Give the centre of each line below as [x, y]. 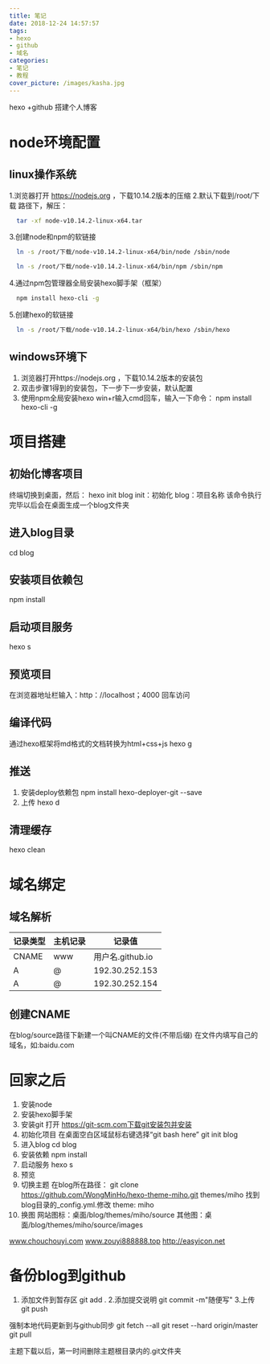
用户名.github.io [123, 957]
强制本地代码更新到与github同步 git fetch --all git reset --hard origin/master [134, 1325]
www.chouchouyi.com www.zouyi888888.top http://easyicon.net [117, 1241]
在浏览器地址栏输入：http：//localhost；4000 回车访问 [100, 694]
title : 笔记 [28, 16]
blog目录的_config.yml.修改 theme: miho [88, 1205]
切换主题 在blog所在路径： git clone [80, 1185]
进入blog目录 [42, 532]
